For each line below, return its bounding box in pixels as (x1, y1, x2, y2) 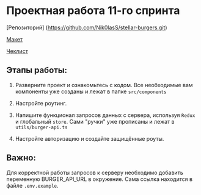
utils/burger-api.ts (15, 124, 68, 130)
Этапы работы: (6, 65, 68, 76)
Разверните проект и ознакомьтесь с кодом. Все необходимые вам (15, 81, 194, 88)
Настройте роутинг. (15, 99, 67, 107)
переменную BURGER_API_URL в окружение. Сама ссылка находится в (6, 175, 193, 183)
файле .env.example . (6, 182, 59, 189)
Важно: (6, 153, 37, 163)
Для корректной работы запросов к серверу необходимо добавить (6, 169, 183, 176)
